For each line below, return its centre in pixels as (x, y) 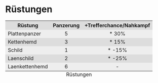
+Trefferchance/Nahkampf (117, 25)
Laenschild (21, 58)
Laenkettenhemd (28, 66)
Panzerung (66, 25)
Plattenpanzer (25, 33)
